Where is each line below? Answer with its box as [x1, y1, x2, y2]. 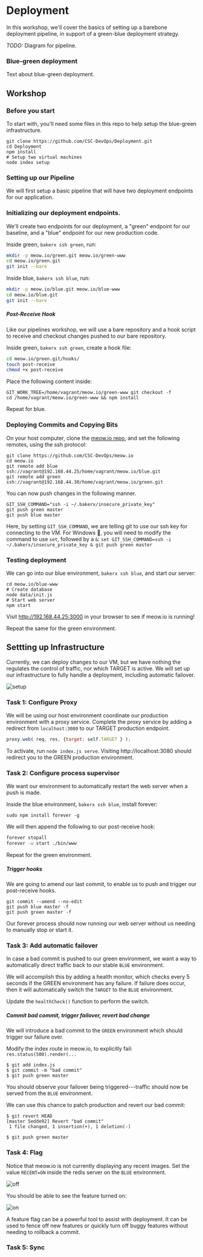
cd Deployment [6, 143, 42, 149]
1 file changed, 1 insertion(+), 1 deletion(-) [8, 1124, 131, 1130]
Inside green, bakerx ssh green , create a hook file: [6, 344, 132, 351]
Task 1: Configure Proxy [6, 698, 77, 706]
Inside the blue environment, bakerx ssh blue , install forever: [6, 801, 158, 808]
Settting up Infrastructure [6, 642, 105, 652]
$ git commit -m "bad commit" [6, 1068, 83, 1074]
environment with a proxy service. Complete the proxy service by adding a [6, 718, 192, 726]
